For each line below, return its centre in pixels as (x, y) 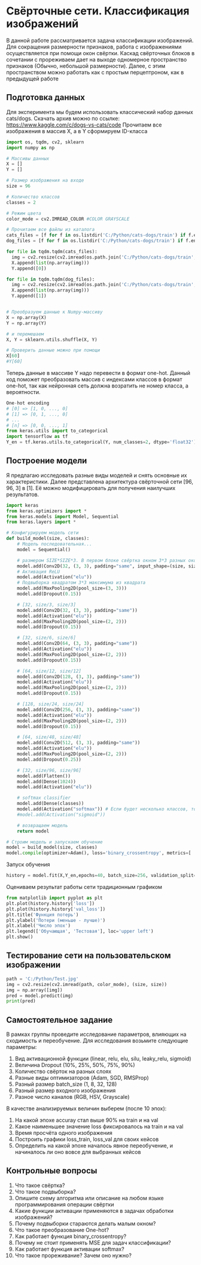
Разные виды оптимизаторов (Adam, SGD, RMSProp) (82, 1078)
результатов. (23, 494)
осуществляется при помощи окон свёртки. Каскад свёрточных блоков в (100, 53)
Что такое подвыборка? (45, 1191)
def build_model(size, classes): (48, 539)
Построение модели (47, 461)
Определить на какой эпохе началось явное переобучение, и (94, 1146)
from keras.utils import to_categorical (57, 431)
